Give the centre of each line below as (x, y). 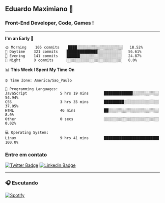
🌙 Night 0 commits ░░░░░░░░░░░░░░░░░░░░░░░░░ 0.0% (71, 60)
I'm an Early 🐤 (19, 38)
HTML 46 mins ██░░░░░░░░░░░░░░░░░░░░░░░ (82, 110)
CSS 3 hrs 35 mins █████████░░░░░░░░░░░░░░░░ (82, 102)
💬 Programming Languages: (31, 89)
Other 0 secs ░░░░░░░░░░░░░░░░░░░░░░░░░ (82, 119)
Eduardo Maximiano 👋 (39, 9)
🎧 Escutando (22, 183)
